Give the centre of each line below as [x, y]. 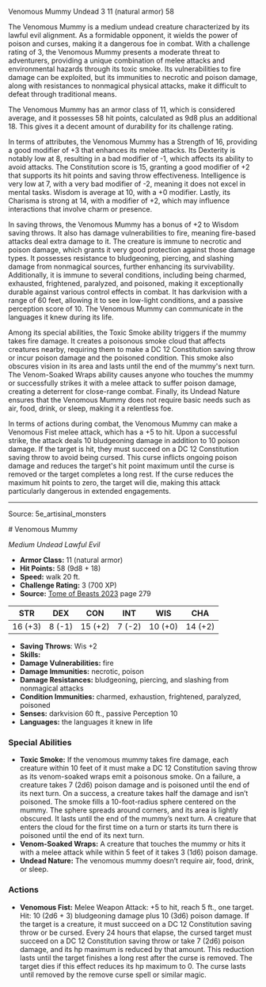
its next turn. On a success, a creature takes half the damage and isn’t [134, 794]
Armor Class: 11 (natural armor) [71, 560]
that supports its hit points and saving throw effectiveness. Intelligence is [127, 175]
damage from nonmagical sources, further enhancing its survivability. [122, 266]
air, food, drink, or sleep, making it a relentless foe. [91, 408]
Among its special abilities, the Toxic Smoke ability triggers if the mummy [127, 333]
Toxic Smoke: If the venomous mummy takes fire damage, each [124, 759]
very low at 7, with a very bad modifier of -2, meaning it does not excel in [127, 184]
